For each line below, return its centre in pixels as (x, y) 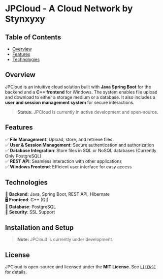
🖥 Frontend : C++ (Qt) (27, 200)
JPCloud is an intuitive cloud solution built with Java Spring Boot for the (78, 87)
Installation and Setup (39, 228)
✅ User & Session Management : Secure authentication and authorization (80, 145)
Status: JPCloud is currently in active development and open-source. (88, 112)
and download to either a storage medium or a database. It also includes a (80, 97)
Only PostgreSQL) (23, 156)
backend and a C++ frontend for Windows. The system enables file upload (81, 92)
